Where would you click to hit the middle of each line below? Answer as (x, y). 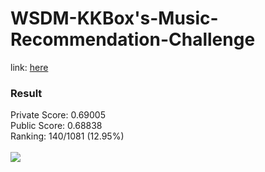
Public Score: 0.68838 (56, 126)
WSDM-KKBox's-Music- (114, 18)
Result (26, 93)
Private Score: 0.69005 (58, 115)
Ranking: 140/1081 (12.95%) (67, 136)
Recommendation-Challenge (133, 39)
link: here (29, 67)
